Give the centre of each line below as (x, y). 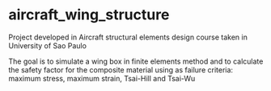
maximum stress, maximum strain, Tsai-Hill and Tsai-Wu (102, 78)
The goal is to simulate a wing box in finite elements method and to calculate (136, 61)
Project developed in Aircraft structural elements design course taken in (128, 37)
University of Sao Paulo (48, 45)
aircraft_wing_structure (89, 15)
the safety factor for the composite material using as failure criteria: (121, 69)
